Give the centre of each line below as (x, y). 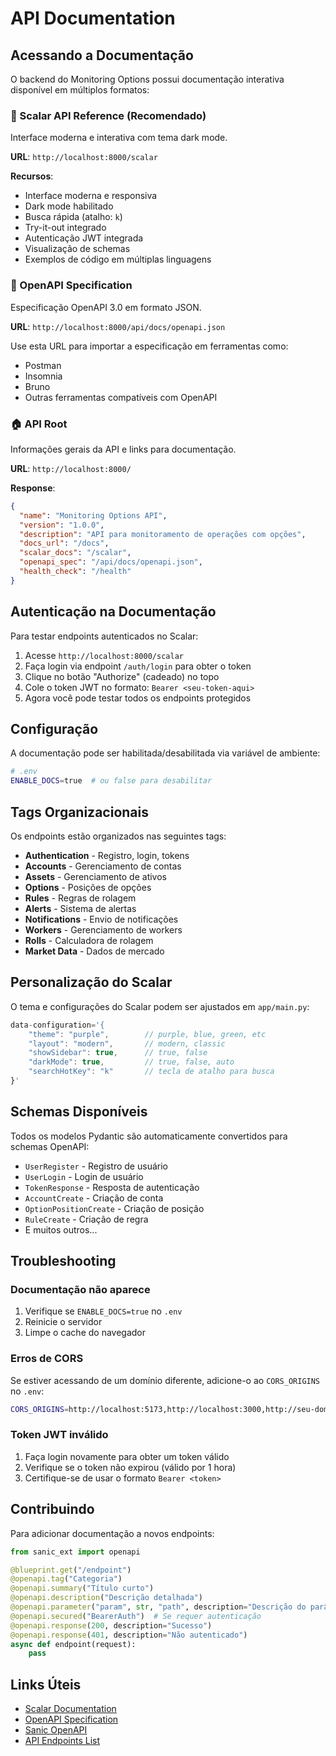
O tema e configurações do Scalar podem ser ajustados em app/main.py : (160, 1006)
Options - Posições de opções (88, 887)
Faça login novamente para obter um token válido (127, 1456)
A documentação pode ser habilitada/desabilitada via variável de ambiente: (165, 753)
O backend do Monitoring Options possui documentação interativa (147, 79)
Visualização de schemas (77, 249)
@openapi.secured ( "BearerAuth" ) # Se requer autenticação (136, 1616)
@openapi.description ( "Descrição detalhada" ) (106, 1598)
